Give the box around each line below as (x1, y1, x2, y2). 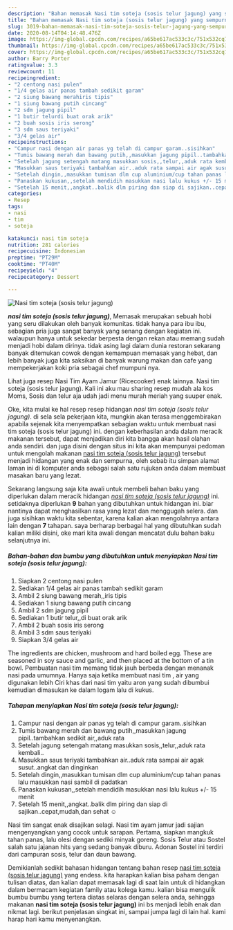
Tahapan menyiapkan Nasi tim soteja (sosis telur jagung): (8, 702, 179, 710)
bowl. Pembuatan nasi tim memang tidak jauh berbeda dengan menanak (8, 664, 214, 672)
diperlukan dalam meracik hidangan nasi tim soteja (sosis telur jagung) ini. (8, 492, 220, 500)
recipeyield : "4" (8, 267, 58, 274)
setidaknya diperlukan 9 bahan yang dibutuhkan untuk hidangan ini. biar (8, 499, 214, 507)
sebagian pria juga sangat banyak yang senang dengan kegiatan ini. (8, 327, 202, 335)
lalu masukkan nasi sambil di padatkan (17, 778, 128, 786)
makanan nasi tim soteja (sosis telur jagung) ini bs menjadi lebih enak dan (8, 900, 221, 909)
